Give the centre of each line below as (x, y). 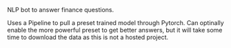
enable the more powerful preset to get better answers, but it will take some (115, 30)
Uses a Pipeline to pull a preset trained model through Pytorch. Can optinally (115, 23)
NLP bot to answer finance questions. (61, 10)
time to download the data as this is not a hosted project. (88, 37)
